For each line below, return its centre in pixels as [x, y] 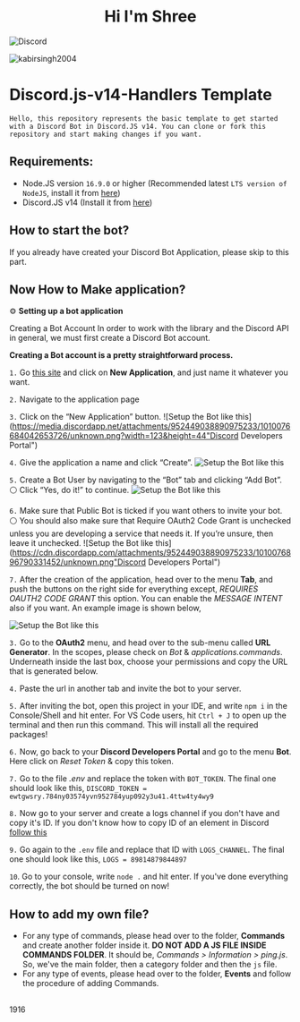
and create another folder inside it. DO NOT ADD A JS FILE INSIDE [144, 945]
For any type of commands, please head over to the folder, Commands [153, 936]
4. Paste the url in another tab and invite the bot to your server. [125, 689]
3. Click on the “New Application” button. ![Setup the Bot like [122, 417]
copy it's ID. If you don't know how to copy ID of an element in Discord [139, 823]
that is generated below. [54, 671]
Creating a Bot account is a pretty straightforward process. [121, 355]
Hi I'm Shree [150, 17]
